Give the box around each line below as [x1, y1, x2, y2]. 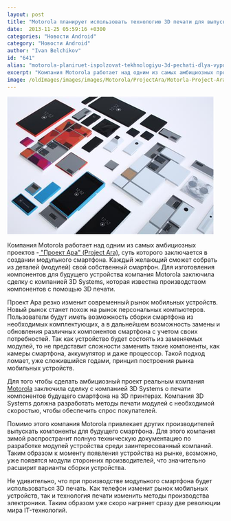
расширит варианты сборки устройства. [7, 463, 126, 472]
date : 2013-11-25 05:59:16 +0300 [7, 25, 107, 32]
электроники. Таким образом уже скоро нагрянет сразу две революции [7, 498, 221, 507]
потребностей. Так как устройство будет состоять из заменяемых [7, 334, 203, 343]
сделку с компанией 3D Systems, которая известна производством [7, 277, 206, 285]
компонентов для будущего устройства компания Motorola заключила [7, 270, 214, 278]
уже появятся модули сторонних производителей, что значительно [7, 456, 206, 464]
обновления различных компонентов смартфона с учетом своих [7, 327, 198, 335]
